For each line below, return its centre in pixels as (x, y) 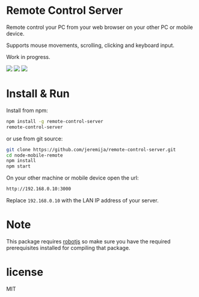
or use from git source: (35, 139)
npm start (19, 166)
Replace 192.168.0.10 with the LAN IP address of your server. (83, 200)
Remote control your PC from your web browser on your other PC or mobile (100, 27)
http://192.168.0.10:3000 (38, 189)
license (25, 272)
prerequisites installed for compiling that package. (68, 248)
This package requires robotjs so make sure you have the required (88, 241)
